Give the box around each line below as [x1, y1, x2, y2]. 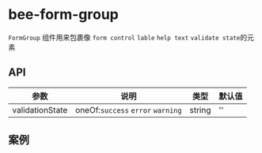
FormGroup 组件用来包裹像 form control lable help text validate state [8, 32, 241, 42]
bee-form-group [8, 6, 119, 24]
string [189, 104, 211, 115]
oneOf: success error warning [74, 104, 182, 115]
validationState [12, 104, 68, 115]
